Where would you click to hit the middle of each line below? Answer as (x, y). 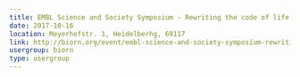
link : (19, 42)
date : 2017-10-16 (42, 26)
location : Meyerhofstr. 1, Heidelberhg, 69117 (97, 34)
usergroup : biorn (42, 50)
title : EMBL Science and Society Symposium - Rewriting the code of (139, 17)
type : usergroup (39, 58)
